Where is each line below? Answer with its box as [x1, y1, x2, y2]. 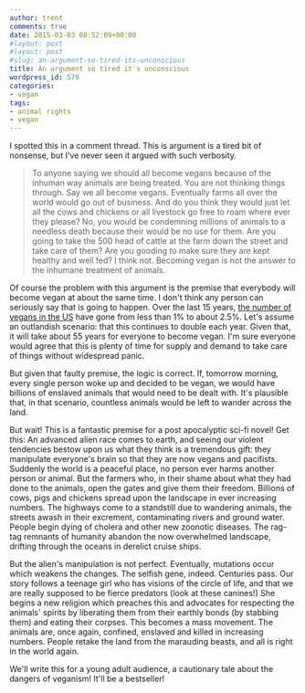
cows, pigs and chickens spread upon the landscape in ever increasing [9, 492, 277, 503]
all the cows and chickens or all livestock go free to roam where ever [31, 206, 291, 217]
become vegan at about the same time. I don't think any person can [9, 292, 264, 303]
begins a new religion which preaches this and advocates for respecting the [9, 597, 295, 608]
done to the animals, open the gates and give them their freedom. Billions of [9, 483, 295, 494]
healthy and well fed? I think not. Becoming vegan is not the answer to [31, 255, 297, 266]
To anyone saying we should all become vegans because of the [31, 168, 271, 179]
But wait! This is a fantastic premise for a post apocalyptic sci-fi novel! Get [9, 425, 289, 436]
